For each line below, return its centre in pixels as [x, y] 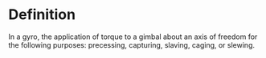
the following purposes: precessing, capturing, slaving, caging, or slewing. [132, 44]
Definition [42, 15]
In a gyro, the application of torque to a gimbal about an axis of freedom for [133, 37]
